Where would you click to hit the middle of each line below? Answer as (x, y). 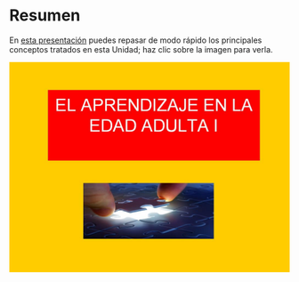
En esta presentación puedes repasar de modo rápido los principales (136, 40)
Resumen (45, 16)
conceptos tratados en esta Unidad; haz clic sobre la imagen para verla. (141, 49)
